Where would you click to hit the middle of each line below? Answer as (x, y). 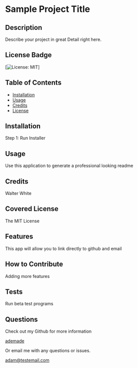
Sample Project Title (48, 9)
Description (24, 28)
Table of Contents (34, 83)
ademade (15, 341)
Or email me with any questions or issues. (48, 351)
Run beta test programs (29, 304)
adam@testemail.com (27, 360)
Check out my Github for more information (48, 331)
